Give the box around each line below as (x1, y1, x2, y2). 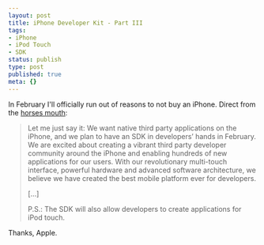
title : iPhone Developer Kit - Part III (8, 19, 144, 27)
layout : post (8, 11, 51, 20)
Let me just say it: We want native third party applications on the (27, 123, 237, 133)
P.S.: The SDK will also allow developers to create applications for (27, 204, 242, 213)
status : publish (8, 56, 62, 64)
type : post (8, 63, 44, 71)
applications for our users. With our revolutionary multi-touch (27, 156, 228, 166)
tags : (8, 26, 26, 34)
